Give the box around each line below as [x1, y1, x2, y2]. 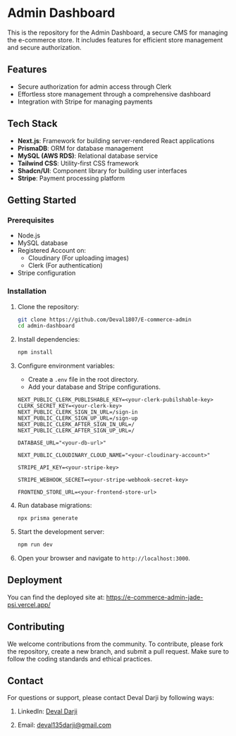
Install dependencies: [17, 335, 80, 344]
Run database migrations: [17, 501, 92, 510]
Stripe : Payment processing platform [17, 174, 125, 182]
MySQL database [17, 239, 68, 247]
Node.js [17, 231, 41, 240]
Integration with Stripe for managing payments [17, 97, 153, 106]
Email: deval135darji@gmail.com [17, 721, 111, 730]
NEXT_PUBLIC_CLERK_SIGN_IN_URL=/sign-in [17, 408, 138, 416]
